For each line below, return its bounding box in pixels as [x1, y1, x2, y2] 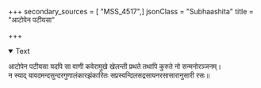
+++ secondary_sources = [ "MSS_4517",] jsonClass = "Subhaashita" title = [8, 7, 254, 16]
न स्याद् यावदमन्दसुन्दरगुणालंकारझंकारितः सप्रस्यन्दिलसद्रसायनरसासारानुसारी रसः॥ [8, 71, 210, 80]
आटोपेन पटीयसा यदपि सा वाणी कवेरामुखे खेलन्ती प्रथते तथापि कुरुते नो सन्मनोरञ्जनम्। [8, 62, 222, 71]
